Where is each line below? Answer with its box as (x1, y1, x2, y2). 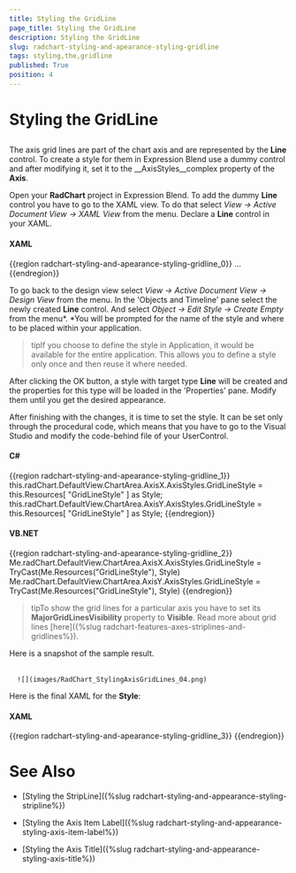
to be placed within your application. (9, 322, 142, 333)
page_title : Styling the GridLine (9, 23, 137, 33)
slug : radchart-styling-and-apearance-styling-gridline (9, 42, 219, 51)
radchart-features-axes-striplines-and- (102, 622, 247, 632)
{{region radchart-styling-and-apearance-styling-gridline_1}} (9, 470, 231, 481)
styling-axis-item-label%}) (21, 827, 119, 838)
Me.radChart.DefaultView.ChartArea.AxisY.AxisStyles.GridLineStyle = (9, 576, 261, 587)
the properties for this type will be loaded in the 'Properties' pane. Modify (9, 385, 277, 396)
